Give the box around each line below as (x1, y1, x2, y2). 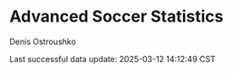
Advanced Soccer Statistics (9, 6, 224, 27)
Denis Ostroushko (9, 36, 77, 47)
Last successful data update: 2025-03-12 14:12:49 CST (9, 53, 216, 64)
